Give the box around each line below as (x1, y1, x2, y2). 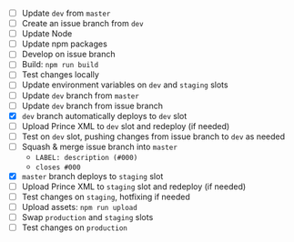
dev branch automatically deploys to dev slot (21, 110, 188, 121)
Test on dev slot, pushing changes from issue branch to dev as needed (21, 131, 286, 142)
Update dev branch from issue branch (21, 100, 163, 111)
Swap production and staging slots (21, 212, 154, 223)
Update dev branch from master (21, 90, 140, 101)
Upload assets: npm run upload (21, 202, 137, 213)
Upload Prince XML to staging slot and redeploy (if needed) (21, 181, 247, 192)
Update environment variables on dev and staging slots (21, 79, 228, 90)
